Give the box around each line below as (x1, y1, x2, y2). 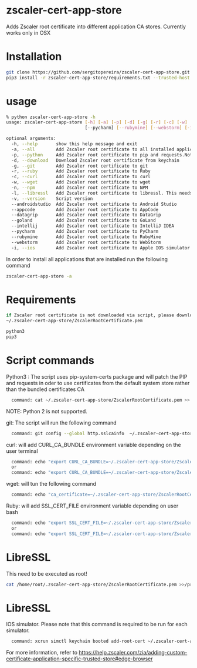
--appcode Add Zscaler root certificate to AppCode (11, 206, 159, 212)
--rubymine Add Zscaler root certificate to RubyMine (11, 233, 161, 240)
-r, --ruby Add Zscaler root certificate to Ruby (11, 168, 151, 174)
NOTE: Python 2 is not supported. (6, 408, 88, 415)
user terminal (6, 447, 38, 455)
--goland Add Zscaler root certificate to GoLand (11, 218, 157, 223)
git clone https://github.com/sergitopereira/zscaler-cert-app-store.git (6, 69, 191, 75)
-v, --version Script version (11, 195, 93, 202)
